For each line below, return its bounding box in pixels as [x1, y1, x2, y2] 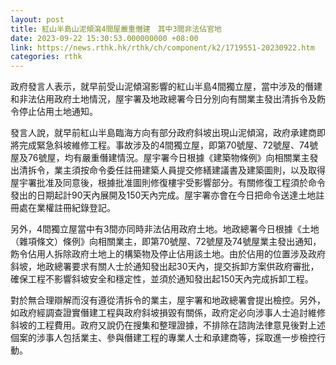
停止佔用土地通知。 [18, 106, 98, 118]
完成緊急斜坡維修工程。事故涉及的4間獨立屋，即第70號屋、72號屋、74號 [18, 139, 319, 151]
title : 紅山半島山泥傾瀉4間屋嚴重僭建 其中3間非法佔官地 [10, 24, 222, 34]
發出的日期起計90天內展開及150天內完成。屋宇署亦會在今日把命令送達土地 [10, 189, 317, 201]
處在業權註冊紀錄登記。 [18, 202, 116, 214]
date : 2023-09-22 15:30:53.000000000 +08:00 [10, 33, 199, 43]
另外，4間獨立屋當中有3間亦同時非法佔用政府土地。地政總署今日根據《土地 [10, 223, 320, 235]
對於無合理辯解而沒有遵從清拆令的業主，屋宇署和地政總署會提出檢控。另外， [10, 294, 326, 306]
